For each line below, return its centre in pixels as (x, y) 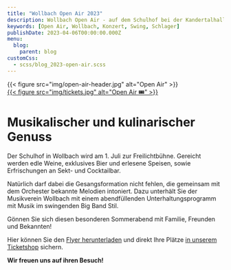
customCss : (23, 58)
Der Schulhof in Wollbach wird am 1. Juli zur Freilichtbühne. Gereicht (104, 156)
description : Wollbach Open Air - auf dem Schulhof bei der (95, 20)
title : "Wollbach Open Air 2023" (55, 13)
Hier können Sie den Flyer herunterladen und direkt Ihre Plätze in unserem (112, 239)
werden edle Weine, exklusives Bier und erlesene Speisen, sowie (99, 163)
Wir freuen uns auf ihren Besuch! (56, 260)
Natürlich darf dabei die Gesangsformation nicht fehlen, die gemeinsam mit (113, 183)
